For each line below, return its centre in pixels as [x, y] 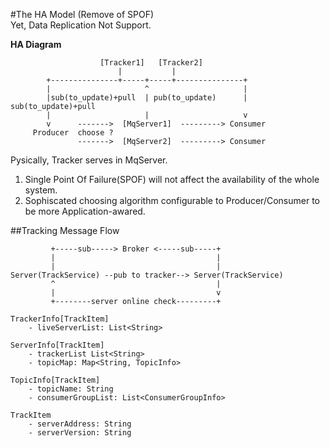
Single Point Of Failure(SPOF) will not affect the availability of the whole [172, 179]
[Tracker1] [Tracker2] [151, 63]
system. [41, 190]
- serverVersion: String [80, 433]
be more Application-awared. [85, 211]
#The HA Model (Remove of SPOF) [82, 14]
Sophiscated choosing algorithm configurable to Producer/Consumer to [172, 200]
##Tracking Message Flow [65, 230]
